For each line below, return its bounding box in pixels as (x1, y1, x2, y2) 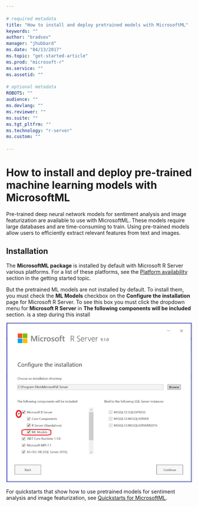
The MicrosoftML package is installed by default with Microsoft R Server (6, 262, 184, 269)
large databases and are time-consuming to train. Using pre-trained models (6, 223, 190, 230)
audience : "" (6, 97, 38, 102)
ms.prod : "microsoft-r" (6, 59, 65, 65)
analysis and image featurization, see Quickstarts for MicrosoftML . (6, 494, 168, 501)
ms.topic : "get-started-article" (6, 53, 88, 59)
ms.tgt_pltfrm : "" (6, 121, 51, 127)
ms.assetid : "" (6, 71, 44, 78)
